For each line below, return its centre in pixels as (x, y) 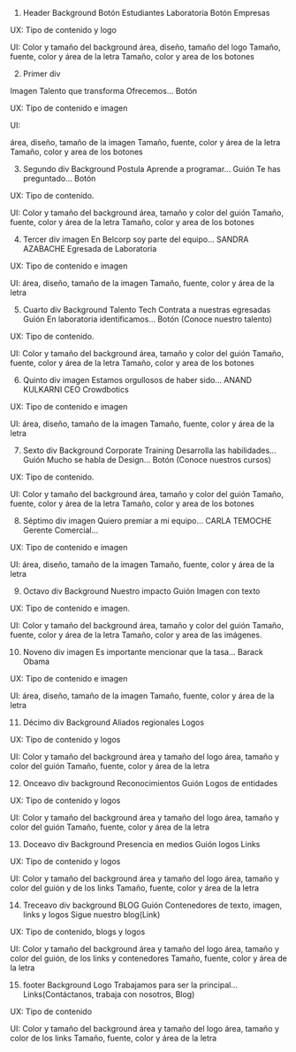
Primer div (42, 74)
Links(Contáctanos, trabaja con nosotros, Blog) (109, 994)
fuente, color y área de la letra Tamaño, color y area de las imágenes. (136, 635)
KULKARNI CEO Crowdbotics (76, 390)
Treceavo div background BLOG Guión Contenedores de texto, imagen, (152, 905)
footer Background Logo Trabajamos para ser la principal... (130, 985)
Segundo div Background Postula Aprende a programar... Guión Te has (152, 169)
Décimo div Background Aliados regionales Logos (114, 722)
